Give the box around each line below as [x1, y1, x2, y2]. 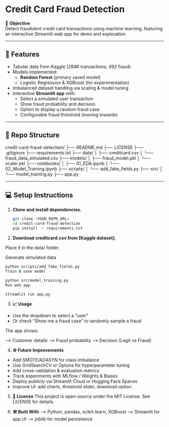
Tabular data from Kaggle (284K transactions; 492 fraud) [12, 63, 131, 69]
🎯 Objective [5, 20, 30, 26]
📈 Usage [12, 301, 32, 307]
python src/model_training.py [5, 278, 69, 283]
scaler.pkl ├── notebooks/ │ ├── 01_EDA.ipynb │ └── [5, 160, 119, 166]
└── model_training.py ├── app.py [5, 171, 79, 177]
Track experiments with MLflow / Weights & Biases [12, 373, 118, 379]
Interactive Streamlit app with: [12, 90, 76, 96]
